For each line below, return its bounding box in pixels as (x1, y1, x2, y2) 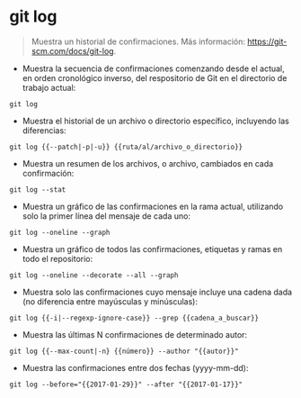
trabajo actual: (22, 82, 76, 93)
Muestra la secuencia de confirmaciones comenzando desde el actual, (22, 63, 285, 74)
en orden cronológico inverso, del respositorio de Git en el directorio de (22, 72, 288, 83)
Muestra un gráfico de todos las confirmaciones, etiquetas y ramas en (22, 243, 283, 254)
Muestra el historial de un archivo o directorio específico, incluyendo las (22, 115, 289, 126)
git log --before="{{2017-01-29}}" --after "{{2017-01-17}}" (9, 380, 243, 389)
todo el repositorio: (22, 253, 93, 264)
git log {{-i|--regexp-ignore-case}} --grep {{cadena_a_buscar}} (9, 313, 259, 322)
